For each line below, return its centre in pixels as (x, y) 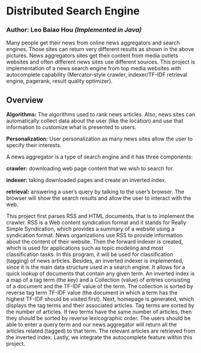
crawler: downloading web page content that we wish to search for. (90, 169)
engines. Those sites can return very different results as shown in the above (100, 49)
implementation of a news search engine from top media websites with (94, 68)
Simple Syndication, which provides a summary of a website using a (91, 229)
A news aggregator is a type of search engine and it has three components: (100, 157)
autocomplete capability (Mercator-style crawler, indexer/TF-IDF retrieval (97, 75)
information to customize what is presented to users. (71, 127)
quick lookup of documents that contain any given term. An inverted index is (100, 274)
